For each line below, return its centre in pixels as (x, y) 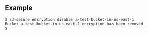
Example (19, 8)
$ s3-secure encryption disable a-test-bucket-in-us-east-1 (70, 19)
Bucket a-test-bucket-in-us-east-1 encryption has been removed (74, 24)
